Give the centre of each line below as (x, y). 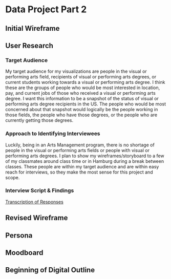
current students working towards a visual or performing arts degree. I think (85, 82)
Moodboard (24, 253)
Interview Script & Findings (40, 190)
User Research (29, 45)
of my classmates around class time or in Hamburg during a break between (85, 161)
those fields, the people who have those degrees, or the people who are (81, 115)
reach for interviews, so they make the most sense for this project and (79, 172)
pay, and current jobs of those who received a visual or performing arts (81, 93)
